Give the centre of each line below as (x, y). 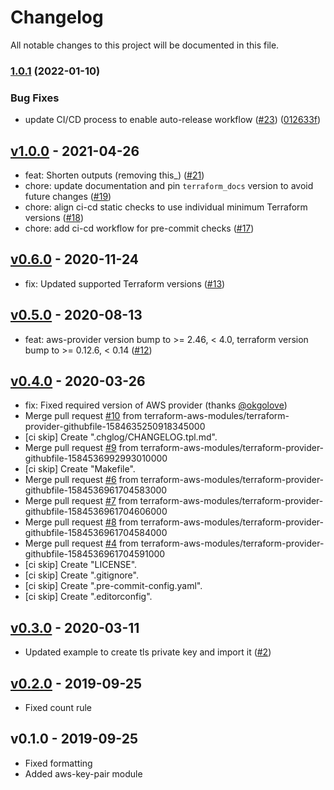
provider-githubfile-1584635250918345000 (115, 427)
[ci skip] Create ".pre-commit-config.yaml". (113, 586)
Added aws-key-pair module (83, 773)
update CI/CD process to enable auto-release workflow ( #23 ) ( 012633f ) (173, 120)
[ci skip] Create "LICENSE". (81, 565)
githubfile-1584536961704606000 (96, 512)
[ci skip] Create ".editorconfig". (88, 597)
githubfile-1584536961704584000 (96, 533)
